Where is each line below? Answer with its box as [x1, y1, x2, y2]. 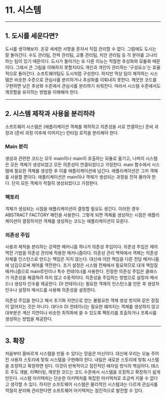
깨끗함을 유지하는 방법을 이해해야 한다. [5, 89, 79, 95]
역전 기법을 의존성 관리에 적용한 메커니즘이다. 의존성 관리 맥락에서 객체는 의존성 [5, 250, 158, 256]
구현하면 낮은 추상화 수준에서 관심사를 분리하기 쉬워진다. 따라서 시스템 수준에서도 [5, 82, 161, 89]
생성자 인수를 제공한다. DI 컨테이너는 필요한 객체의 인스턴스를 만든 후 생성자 [14, 281, 160, 287]
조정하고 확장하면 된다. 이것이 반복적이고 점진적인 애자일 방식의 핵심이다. [10, 363, 150, 369]
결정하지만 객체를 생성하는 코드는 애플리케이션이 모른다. [22, 218, 129, 224]
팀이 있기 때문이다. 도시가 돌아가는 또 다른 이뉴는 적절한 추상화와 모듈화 [14, 58, 152, 64]
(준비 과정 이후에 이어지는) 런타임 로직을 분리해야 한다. [14, 129, 119, 136]
